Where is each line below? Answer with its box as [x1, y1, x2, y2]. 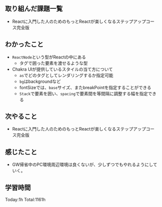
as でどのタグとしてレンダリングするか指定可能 [19, 72, 113, 78]
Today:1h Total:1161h [5, 197, 46, 203]
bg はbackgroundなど [19, 78, 61, 84]
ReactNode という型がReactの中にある [12, 54, 86, 60]
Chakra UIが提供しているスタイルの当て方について [12, 66, 113, 72]
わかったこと [5, 40, 44, 49]
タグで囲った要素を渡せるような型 [19, 60, 88, 66]
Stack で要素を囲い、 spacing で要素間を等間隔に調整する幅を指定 [19, 91, 148, 96]
